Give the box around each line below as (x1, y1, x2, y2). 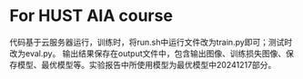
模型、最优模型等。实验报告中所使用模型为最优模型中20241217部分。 (16, 59, 277, 70)
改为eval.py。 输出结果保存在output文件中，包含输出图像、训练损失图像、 (9, 47, 287, 59)
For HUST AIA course (9, 5, 173, 26)
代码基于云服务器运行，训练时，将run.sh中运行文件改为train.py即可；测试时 (9, 36, 293, 47)
